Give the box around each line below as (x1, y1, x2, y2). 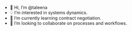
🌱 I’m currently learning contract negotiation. (9, 15, 102, 21)
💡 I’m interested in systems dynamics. (9, 10, 88, 15)
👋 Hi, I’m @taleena (9, 5, 48, 10)
